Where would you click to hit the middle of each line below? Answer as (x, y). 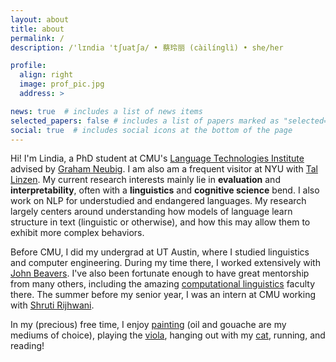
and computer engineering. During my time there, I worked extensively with (165, 263)
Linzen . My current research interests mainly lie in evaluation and (145, 180)
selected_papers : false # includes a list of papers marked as (145, 121)
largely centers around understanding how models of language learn (151, 212)
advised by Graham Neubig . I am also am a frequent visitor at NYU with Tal (164, 169)
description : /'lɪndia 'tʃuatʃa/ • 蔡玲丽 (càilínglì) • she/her (147, 47)
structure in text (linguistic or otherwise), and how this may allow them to (160, 222)
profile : (28, 66)
